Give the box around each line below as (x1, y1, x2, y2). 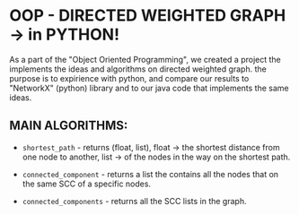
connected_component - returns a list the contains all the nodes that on (22, 168, 279, 179)
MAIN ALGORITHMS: (9, 118, 128, 133)
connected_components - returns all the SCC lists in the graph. (22, 195, 247, 206)
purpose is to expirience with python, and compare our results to (9, 73, 250, 83)
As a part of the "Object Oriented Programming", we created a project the (9, 54, 281, 64)
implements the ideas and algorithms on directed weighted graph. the (9, 64, 267, 74)
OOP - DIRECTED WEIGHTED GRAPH (9, 5, 286, 26)
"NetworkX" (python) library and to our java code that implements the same (9, 82, 289, 93)
